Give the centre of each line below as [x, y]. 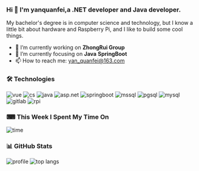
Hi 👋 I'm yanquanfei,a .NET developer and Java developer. [93, 10]
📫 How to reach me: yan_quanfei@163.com [70, 61]
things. [15, 36]
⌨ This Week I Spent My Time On [58, 116]
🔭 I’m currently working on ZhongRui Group [70, 47]
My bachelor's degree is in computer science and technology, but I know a [99, 23]
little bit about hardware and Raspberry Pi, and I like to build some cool [95, 29]
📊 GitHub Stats [29, 146]
